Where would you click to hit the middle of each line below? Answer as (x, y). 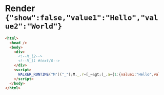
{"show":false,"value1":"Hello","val (82, 18)
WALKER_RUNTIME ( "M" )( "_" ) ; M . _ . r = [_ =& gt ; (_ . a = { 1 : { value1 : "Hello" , (86, 74)
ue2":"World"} (34, 26)
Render (20, 8)
